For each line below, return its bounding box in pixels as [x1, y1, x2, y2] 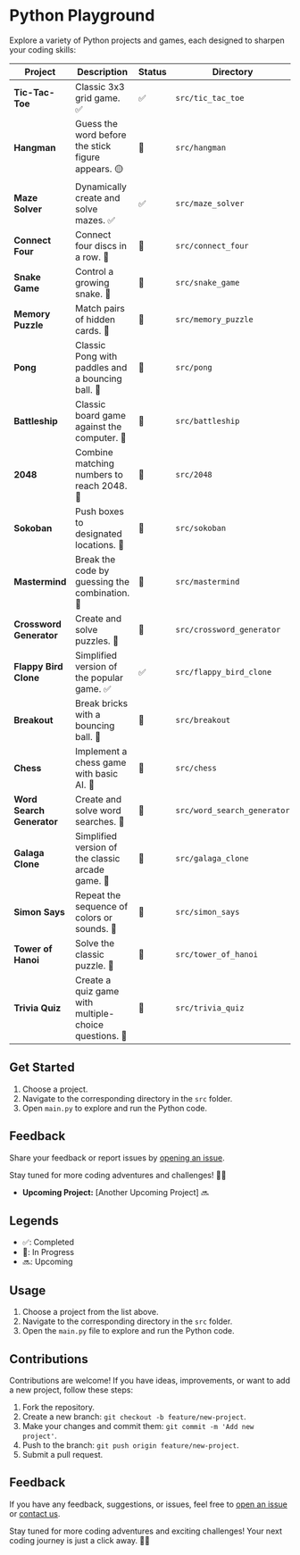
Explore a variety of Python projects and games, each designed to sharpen [9, 35, 286, 46]
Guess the [75, 117, 118, 129]
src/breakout [175, 715, 231, 725]
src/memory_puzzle [175, 314, 254, 324]
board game [75, 409, 127, 421]
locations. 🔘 [75, 538, 125, 551]
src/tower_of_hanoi [175, 949, 259, 960]
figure [75, 151, 101, 163]
